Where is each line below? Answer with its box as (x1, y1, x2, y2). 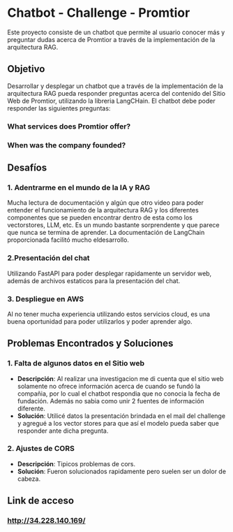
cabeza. (17, 474, 40, 483)
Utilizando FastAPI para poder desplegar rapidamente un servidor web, (7, 269, 212, 278)
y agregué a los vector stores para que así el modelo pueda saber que (17, 419, 220, 427)
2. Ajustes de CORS (7, 444, 75, 454)
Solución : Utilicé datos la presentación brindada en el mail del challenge (17, 411, 225, 420)
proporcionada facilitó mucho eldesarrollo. (7, 236, 129, 244)
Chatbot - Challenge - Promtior (7, 5, 190, 21)
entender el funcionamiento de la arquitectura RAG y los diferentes (7, 206, 199, 215)
